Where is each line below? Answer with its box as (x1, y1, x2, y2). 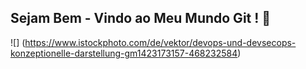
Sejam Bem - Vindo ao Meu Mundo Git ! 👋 (10, 10, 272, 27)
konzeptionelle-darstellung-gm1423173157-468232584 (10, 47, 238, 59)
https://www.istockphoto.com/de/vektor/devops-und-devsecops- (24, 36, 297, 48)
